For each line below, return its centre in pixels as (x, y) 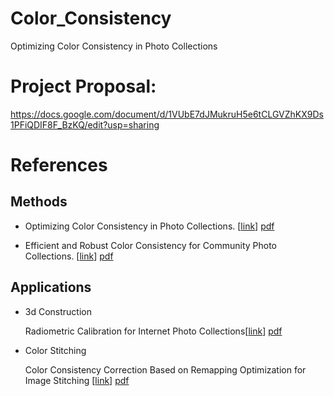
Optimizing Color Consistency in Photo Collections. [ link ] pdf (149, 226)
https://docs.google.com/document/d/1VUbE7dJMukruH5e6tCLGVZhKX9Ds (167, 114)
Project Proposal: (83, 86)
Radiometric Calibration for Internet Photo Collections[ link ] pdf (153, 331)
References (59, 165)
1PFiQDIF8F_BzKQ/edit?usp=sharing (85, 124)
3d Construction (58, 311)
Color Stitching (55, 350)
